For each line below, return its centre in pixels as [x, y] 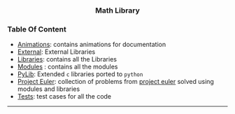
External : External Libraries [56, 52]
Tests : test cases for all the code [64, 97]
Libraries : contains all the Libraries [67, 59]
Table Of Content [37, 29]
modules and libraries [49, 89]
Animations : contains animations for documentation [92, 45]
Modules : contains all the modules [67, 67]
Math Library [117, 10]
